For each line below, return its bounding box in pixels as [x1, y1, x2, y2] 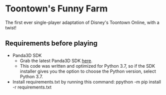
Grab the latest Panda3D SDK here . [19, 58, 92, 64]
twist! [5, 24, 16, 30]
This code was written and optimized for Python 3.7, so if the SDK [19, 63, 155, 69]
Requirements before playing [5, 39, 98, 48]
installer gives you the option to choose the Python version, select [19, 68, 156, 74]
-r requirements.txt [12, 84, 51, 90]
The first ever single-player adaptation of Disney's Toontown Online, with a [5, 19, 160, 25]
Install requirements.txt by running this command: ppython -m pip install [12, 79, 161, 85]
